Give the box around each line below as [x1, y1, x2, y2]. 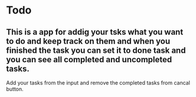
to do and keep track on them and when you [6, 36, 171, 46]
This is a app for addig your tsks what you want [6, 27, 184, 37]
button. [6, 86, 24, 92]
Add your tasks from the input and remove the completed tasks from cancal [6, 79, 191, 86]
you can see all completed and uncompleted [6, 54, 172, 65]
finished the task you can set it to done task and [6, 45, 186, 55]
